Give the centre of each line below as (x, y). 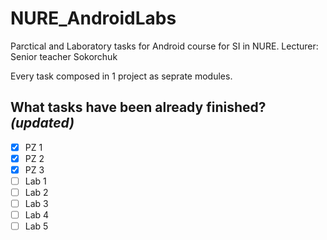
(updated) (42, 123)
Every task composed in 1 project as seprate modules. (121, 76)
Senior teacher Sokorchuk (64, 56)
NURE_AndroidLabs (93, 18)
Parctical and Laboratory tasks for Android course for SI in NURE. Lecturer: (164, 46)
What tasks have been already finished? (138, 107)
